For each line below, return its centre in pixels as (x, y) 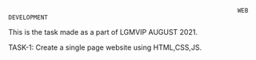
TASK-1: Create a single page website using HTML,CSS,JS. (105, 47)
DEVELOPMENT (28, 17)
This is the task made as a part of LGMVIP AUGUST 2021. (103, 32)
